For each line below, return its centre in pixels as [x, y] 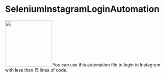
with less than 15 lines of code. [36, 70]
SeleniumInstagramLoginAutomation [82, 9]
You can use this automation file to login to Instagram [106, 65]
